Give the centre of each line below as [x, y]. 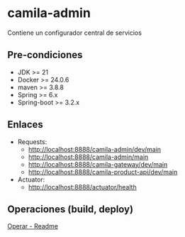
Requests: [32, 142]
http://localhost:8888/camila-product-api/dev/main [103, 172]
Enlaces [26, 125]
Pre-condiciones [45, 55]
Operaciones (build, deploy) [70, 209]
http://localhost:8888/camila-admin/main [88, 157]
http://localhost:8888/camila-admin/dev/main [95, 149]
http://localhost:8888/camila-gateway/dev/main [98, 164]
